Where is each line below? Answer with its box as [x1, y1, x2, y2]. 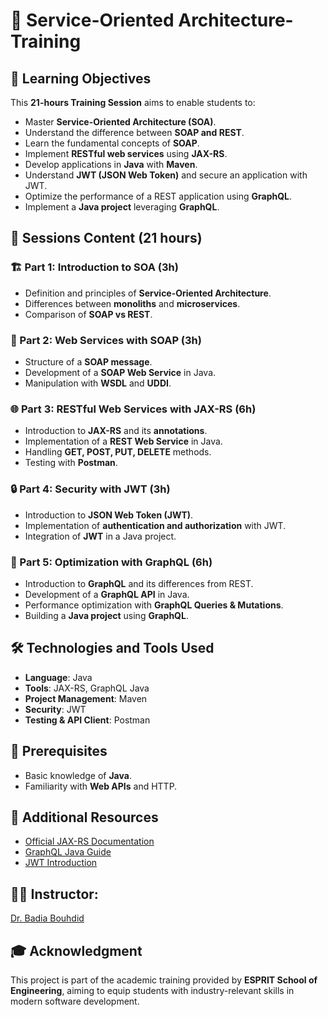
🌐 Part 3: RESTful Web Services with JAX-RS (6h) [10, 402, 257, 416]
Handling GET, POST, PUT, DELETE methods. [24, 446, 212, 458]
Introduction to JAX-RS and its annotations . [24, 425, 208, 437]
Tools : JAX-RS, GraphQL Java [24, 682, 150, 694]
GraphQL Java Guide [24, 846, 112, 858]
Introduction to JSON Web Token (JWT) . [24, 509, 194, 521]
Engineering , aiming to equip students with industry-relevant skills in [10, 984, 295, 996]
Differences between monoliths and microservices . [24, 297, 241, 309]
